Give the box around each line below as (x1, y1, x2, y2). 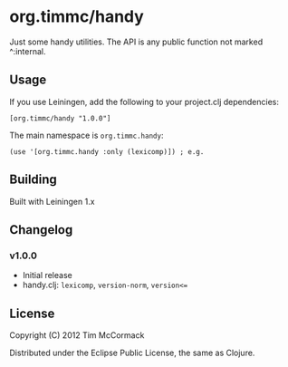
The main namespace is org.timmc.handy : (9, 130, 164, 140)
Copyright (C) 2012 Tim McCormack (9, 330, 145, 341)
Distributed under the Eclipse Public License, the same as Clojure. (9, 347, 255, 359)
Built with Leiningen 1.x (9, 196, 95, 207)
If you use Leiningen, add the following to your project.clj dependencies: (9, 96, 279, 107)
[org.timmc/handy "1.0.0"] (9, 113, 111, 123)
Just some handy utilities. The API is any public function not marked (9, 36, 264, 47)
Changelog (9, 222, 73, 237)
